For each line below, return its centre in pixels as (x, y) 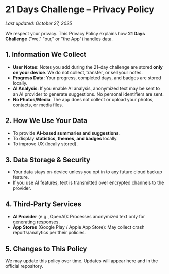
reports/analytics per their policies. (49, 233)
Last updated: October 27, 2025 (39, 23)
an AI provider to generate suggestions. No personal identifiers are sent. (88, 94)
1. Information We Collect (46, 55)
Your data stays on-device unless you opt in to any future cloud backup (87, 172)
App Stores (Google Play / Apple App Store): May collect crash (78, 227)
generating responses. (36, 222)
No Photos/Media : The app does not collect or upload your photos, (83, 99)
